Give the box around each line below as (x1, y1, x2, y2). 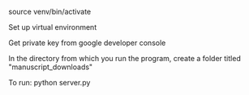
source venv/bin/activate (8, 7, 92, 16)
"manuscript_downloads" (8, 62, 93, 72)
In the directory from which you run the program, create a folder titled (8, 54, 241, 63)
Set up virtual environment (8, 23, 97, 31)
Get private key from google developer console (8, 38, 166, 47)
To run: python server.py (8, 78, 91, 87)
